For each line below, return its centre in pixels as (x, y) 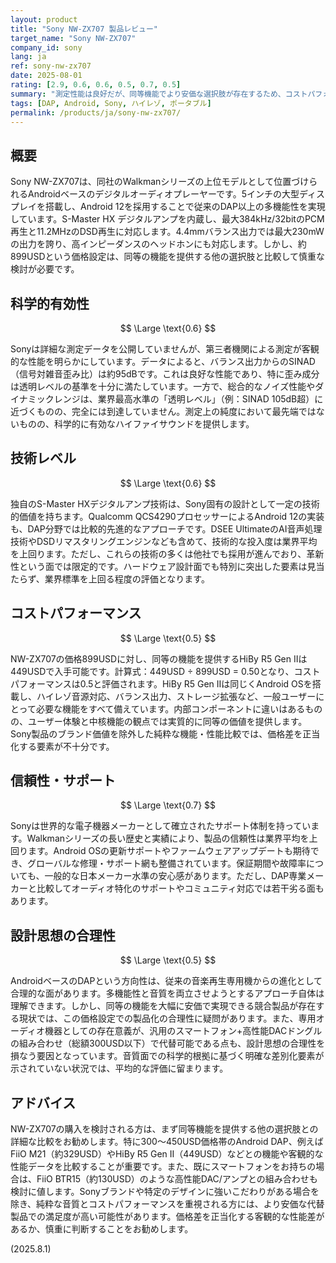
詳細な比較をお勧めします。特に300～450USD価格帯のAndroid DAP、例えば (167, 1142)
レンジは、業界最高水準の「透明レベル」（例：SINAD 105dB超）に (188, 399)
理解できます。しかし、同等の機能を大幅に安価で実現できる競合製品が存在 (163, 1006)
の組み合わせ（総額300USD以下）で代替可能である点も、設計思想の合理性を (168, 1043)
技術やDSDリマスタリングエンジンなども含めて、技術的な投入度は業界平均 (164, 541)
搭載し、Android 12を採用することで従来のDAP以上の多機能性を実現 (185, 207)
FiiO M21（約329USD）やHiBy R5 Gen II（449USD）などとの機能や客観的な (167, 1154)
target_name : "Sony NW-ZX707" (73, 38)
